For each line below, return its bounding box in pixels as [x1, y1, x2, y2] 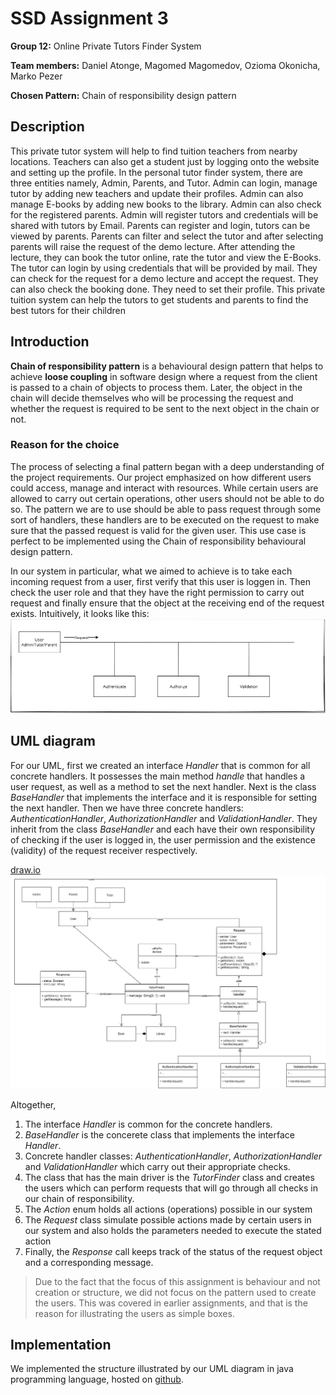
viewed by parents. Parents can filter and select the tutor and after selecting [10, 230, 324, 242]
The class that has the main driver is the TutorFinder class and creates [24, 1171, 315, 1183]
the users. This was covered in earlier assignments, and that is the [34, 1297, 308, 1309]
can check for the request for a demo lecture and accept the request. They [10, 272, 319, 284]
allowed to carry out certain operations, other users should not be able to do [10, 492, 325, 504]
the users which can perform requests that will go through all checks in [24, 1182, 318, 1194]
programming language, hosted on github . [10, 1373, 184, 1386]
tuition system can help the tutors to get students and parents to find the [10, 293, 309, 306]
